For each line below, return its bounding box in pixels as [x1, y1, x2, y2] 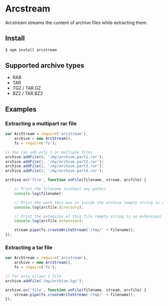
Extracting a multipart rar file [5, 120, 77, 127]
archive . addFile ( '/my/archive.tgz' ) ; [5, 278, 84, 283]
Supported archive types [5, 61, 84, 70]
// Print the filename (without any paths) [14, 186, 106, 191]
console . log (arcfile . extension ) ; [14, 218, 84, 223]
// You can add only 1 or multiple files [5, 150, 93, 155]
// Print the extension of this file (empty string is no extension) [14, 214, 162, 219]
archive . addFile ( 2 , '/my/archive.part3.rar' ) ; [5, 164, 104, 169]
